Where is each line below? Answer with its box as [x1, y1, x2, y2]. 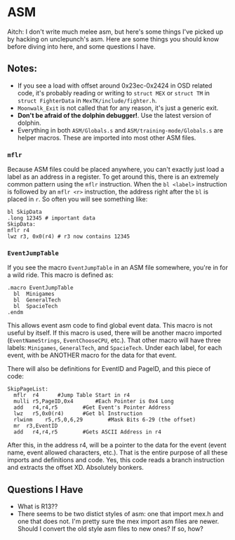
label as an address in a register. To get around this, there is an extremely [7, 173, 220, 181]
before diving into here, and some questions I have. [7, 42, 156, 50]
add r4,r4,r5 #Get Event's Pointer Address [13, 404, 171, 411]
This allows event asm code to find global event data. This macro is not [7, 321, 213, 330]
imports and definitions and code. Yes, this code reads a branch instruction [7, 456, 224, 464]
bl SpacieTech [13, 303, 58, 310]
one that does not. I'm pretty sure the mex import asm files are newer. [17, 517, 220, 526]
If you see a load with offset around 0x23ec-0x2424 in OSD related [17, 81, 213, 90]
